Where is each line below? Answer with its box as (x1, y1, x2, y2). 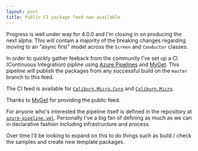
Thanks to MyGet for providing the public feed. (6, 96, 120, 104)
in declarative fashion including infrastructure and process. (6, 120, 151, 127)
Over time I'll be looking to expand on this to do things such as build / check (6, 131, 191, 139)
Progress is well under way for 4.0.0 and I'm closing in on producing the (6, 30, 182, 37)
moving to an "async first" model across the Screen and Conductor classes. (6, 43, 189, 50)
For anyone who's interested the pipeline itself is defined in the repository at (6, 108, 192, 115)
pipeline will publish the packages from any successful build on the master (6, 67, 188, 74)
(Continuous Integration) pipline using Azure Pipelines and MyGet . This (6, 60, 180, 68)
